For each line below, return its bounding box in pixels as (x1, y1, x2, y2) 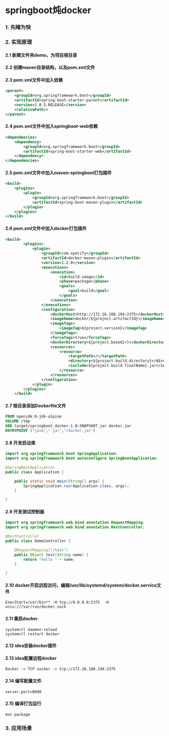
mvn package (5, 712, 30, 717)
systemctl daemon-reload (5, 627, 57, 632)
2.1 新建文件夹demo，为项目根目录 (5, 52, 77, 58)
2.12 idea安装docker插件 (5, 642, 57, 649)
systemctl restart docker (5, 631, 59, 636)
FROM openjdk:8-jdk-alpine (5, 414, 62, 419)
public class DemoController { (5, 539, 71, 544)
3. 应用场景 (5, 724, 32, 731)
